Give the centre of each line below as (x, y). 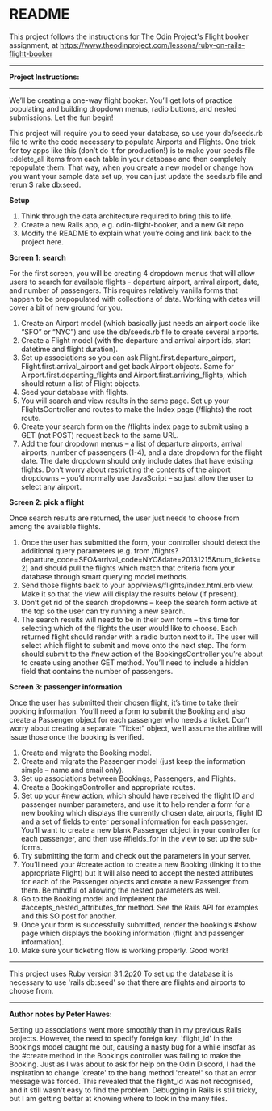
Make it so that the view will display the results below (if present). (130, 594)
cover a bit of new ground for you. (66, 307)
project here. (42, 242)
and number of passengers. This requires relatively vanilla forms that (123, 290)
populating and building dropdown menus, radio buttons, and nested (123, 108)
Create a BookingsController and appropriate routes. (108, 787)
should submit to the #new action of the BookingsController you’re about (142, 654)
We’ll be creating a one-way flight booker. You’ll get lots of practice (121, 100)
